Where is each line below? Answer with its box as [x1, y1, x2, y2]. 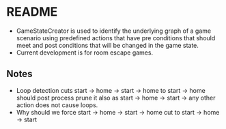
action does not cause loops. [16, 100, 98, 109]
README [6, 4, 58, 20]
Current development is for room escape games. [16, 48, 154, 57]
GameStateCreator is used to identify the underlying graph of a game [16, 27, 212, 35]
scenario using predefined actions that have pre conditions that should [16, 33, 216, 42]
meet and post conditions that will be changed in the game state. [16, 41, 199, 49]
